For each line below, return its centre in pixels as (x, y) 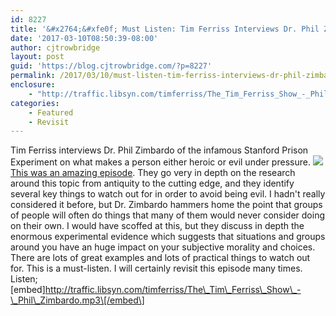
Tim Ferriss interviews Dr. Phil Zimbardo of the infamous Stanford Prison (159, 150)
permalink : (33, 76)
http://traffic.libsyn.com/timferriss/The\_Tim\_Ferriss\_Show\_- (173, 290)
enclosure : (33, 85)
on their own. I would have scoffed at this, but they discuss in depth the (157, 226)
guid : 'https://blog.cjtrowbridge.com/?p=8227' (111, 66)
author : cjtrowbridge (55, 47)
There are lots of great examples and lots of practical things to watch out (160, 258)
